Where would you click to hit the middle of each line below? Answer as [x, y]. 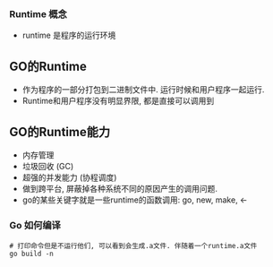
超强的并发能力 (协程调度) [69, 177]
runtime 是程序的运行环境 [69, 35]
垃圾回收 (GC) [48, 166]
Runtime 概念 [38, 13]
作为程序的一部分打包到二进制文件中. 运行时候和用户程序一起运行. [143, 90]
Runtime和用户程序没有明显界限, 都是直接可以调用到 [118, 101]
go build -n [31, 254]
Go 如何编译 [35, 225]
